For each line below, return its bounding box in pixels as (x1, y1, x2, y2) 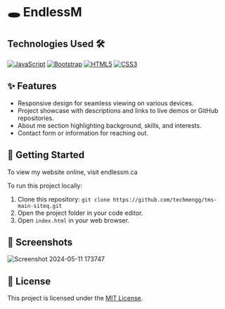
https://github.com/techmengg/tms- (112, 196, 217, 203)
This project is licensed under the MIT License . (7, 294, 143, 303)
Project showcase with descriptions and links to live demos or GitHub (17, 106, 219, 114)
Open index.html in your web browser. (17, 216, 130, 224)
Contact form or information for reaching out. (17, 129, 149, 137)
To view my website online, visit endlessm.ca (7, 168, 139, 176)
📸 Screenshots (7, 237, 73, 249)
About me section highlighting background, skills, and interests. (17, 121, 202, 129)
